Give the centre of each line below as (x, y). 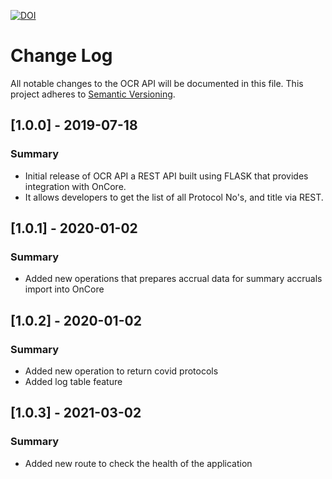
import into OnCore (64, 289)
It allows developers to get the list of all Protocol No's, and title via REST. (174, 197)
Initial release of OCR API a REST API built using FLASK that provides (166, 176)
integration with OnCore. (75, 186)
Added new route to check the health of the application (138, 463)
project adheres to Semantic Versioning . (93, 94)
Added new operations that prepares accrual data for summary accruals (173, 279)
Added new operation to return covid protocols (121, 371)
